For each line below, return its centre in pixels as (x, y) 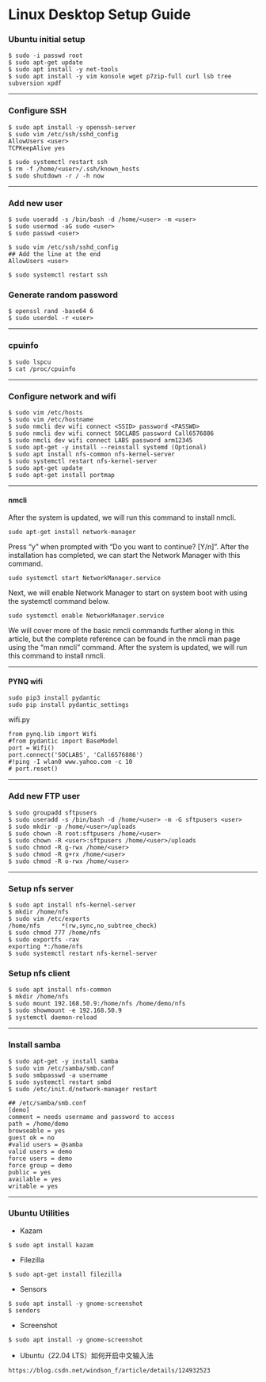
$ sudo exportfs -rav (44, 939)
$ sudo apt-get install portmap (61, 475)
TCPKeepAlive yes (37, 148)
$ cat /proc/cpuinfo (42, 369)
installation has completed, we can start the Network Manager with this (124, 555)
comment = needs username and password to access (92, 1117)
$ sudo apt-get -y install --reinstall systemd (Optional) (108, 447)
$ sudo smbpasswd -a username (58, 1075)
